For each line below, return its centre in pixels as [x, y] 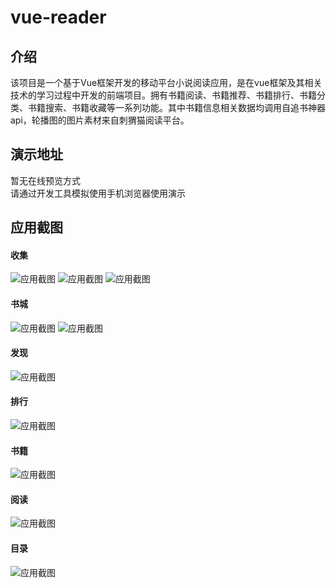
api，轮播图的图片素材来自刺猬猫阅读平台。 [100, 120]
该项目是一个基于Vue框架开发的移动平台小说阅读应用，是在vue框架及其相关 [166, 82]
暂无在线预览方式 [45, 180]
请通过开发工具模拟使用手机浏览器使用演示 [98, 193]
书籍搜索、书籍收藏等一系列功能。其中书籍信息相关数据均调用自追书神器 [176, 107]
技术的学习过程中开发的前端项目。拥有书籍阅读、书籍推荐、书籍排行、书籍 [163, 95]
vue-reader [58, 17]
